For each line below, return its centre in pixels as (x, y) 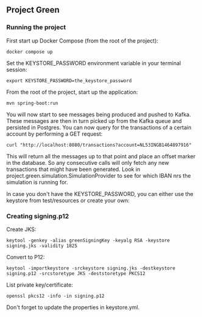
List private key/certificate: (40, 285)
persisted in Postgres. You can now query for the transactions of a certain (99, 127)
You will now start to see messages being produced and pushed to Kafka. (99, 114)
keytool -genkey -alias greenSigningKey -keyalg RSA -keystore (88, 240)
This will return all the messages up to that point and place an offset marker (101, 156)
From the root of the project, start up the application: (72, 92)
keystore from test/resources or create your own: (68, 200)
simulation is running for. (37, 182)
